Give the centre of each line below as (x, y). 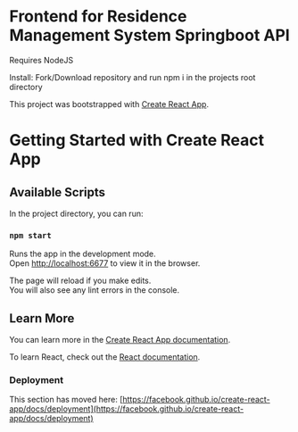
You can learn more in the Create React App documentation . (120, 340)
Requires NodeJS (41, 60)
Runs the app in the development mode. (83, 254)
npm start (30, 235)
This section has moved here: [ (66, 400)
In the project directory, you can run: (76, 213)
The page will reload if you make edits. (80, 281)
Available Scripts (57, 192)
